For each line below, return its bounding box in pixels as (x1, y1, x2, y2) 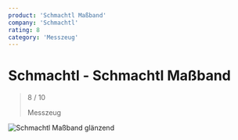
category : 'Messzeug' (8, 33, 79, 41)
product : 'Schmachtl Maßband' (8, 11, 107, 20)
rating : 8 (8, 26, 41, 34)
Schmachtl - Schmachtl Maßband (8, 67, 231, 84)
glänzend (85, 123, 115, 133)
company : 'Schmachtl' (8, 19, 79, 27)
